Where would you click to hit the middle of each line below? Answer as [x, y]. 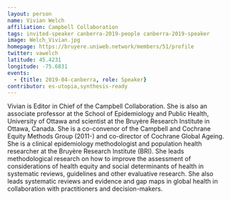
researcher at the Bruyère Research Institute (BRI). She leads [96, 151]
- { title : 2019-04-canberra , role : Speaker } [80, 80]
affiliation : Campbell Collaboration [63, 27]
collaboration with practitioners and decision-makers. [85, 189]
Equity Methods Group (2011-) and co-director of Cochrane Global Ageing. [116, 136]
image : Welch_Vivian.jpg [44, 40]
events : [19, 73]
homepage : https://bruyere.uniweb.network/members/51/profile [101, 47]
